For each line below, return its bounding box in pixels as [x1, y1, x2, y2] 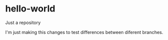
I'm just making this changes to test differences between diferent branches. [5, 29, 163, 35]
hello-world [5, 3, 56, 14]
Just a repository [5, 19, 41, 25]
